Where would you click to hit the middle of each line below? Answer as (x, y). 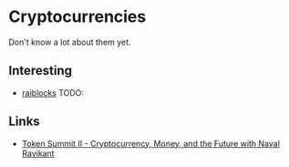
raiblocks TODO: (52, 92)
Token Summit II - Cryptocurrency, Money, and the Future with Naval (150, 143)
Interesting (40, 71)
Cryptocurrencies (77, 17)
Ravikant (38, 153)
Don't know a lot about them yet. (70, 42)
